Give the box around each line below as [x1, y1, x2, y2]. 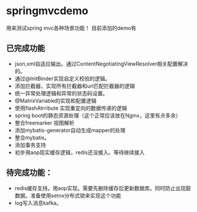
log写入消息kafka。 [14, 199, 62, 206]
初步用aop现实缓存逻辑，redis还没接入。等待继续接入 [14, 149, 145, 156]
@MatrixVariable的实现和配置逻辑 [14, 97, 97, 104]
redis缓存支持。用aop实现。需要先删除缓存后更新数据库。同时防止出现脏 [14, 184, 192, 191]
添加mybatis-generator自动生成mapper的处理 [14, 126, 126, 133]
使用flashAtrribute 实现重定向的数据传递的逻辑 [14, 105, 127, 112]
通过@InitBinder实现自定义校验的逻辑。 [14, 75, 111, 82]
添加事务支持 [14, 141, 46, 148]
